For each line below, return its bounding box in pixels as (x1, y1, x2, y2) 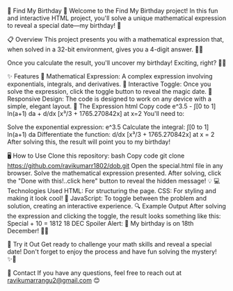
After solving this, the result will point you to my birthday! (7, 138, 171, 146)
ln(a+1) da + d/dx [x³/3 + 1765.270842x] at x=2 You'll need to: (7, 110, 185, 117)
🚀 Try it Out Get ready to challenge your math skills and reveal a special (7, 240, 212, 248)
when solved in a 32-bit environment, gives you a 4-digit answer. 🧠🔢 (7, 45, 204, 53)
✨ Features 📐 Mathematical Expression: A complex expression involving (7, 72, 214, 80)
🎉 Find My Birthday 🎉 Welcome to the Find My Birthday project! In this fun (7, 7, 218, 15)
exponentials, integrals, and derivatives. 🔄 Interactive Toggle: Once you (7, 80, 211, 88)
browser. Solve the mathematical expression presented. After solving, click (7, 169, 221, 177)
